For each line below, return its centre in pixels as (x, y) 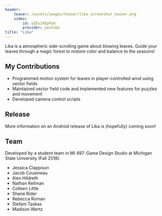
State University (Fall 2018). (33, 158)
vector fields (25, 83)
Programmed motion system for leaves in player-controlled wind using (83, 78)
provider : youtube (41, 28)
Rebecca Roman (29, 199)
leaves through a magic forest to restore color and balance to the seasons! (80, 51)
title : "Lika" (20, 32)
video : (20, 19)
